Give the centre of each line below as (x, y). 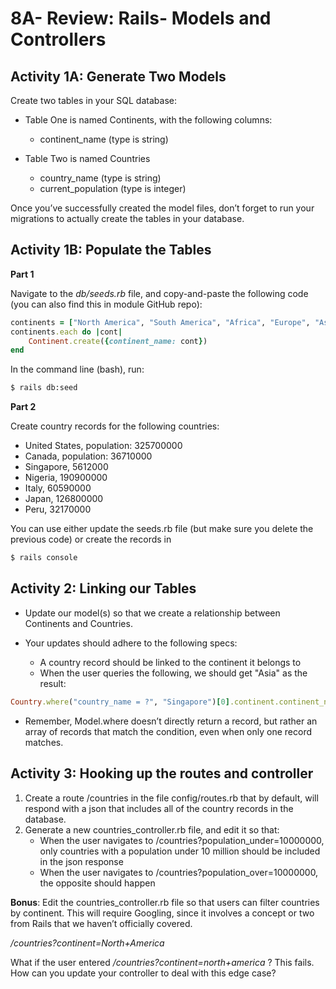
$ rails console (44, 558)
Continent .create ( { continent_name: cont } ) (118, 341)
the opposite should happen (97, 883)
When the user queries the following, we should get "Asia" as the (173, 673)
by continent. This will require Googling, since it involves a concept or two (162, 913)
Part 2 (23, 407)
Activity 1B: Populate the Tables (111, 250)
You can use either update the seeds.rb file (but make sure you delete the (162, 529)
